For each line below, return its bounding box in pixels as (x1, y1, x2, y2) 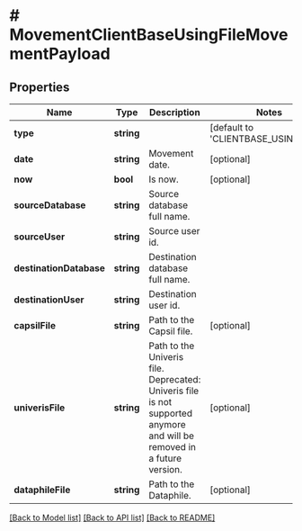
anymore (147, 418, 186, 430)
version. (147, 463, 182, 475)
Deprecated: (147, 373, 201, 385)
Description (148, 106, 200, 118)
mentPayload (9, 44, 111, 64)
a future (147, 452, 182, 464)
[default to (209, 121, 254, 133)
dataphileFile (13, 483, 71, 496)
